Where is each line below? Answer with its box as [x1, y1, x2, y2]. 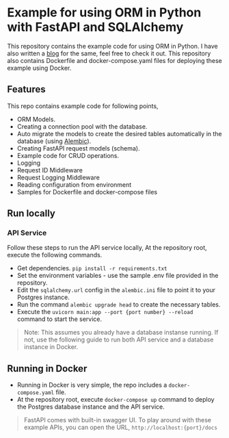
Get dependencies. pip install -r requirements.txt [16, 264, 167, 272]
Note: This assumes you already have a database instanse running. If [23, 328, 219, 337]
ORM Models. [16, 115, 56, 123]
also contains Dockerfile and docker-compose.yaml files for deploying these [7, 56, 222, 64]
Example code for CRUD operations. [16, 151, 120, 159]
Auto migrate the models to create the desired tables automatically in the [16, 129, 222, 138]
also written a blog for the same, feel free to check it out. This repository [7, 49, 211, 57]
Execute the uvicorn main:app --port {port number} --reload [16, 308, 193, 316]
